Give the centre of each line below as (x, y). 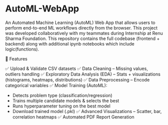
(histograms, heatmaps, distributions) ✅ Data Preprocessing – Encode (77, 79)
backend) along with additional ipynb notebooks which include (70, 43)
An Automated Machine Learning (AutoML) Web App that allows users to (80, 22)
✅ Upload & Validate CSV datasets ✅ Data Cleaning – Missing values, (76, 68)
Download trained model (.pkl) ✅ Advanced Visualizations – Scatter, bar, (87, 111)
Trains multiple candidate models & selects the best (66, 100)
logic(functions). (22, 49)
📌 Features (16, 58)
